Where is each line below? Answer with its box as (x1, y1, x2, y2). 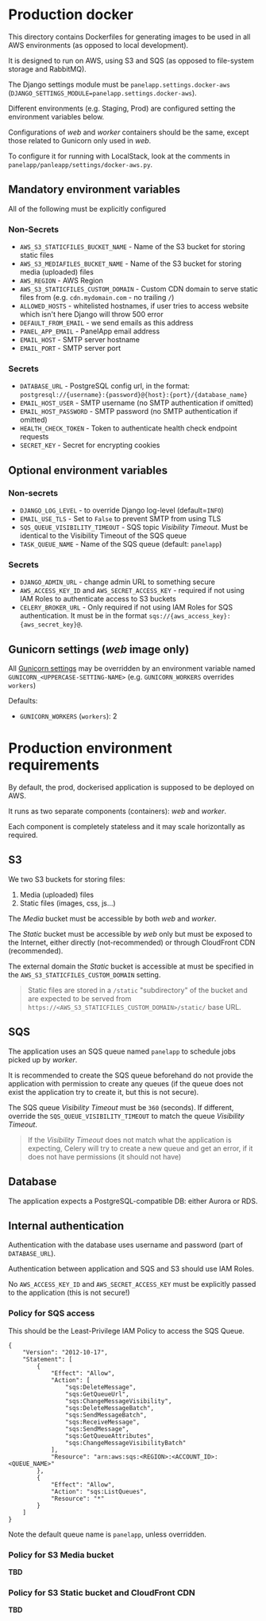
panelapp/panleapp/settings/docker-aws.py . (8, 159, 153, 169)
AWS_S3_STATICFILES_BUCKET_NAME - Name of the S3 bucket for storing (19, 242, 245, 251)
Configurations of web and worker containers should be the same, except (8, 127, 249, 137)
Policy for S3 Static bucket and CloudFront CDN (8, 1587, 196, 1598)
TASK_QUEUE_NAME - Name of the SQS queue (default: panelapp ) (19, 540, 222, 549)
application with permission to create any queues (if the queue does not (8, 1078, 244, 1088)
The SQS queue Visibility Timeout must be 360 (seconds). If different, (8, 1102, 234, 1112)
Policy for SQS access (8, 1307, 95, 1319)
